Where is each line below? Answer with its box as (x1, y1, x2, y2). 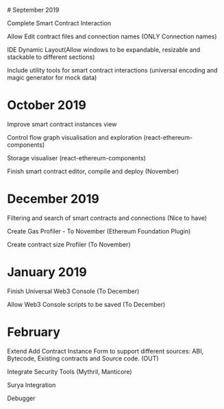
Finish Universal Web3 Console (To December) (7, 287, 140, 295)
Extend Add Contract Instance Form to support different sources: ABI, (7, 347, 204, 355)
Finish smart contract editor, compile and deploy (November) (7, 167, 179, 175)
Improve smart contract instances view (7, 120, 117, 128)
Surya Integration (7, 380, 56, 389)
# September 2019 (7, 6, 60, 14)
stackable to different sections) (7, 53, 95, 61)
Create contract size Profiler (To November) (7, 240, 132, 249)
